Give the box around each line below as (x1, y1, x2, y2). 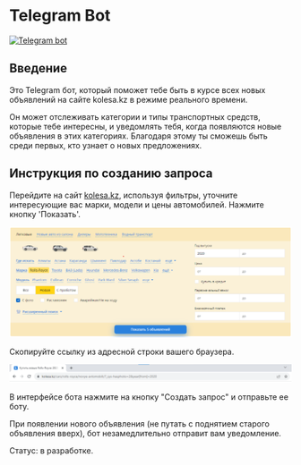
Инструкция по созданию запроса (9, 166, 213, 182)
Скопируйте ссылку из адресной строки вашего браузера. (9, 346, 235, 357)
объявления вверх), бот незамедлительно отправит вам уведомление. (9, 428, 282, 439)
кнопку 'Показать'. (9, 208, 81, 219)
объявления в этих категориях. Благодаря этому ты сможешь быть (9, 131, 269, 141)
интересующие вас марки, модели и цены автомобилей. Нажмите (9, 199, 264, 210)
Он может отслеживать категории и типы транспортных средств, (9, 111, 262, 122)
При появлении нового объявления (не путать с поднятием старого (9, 418, 271, 429)
